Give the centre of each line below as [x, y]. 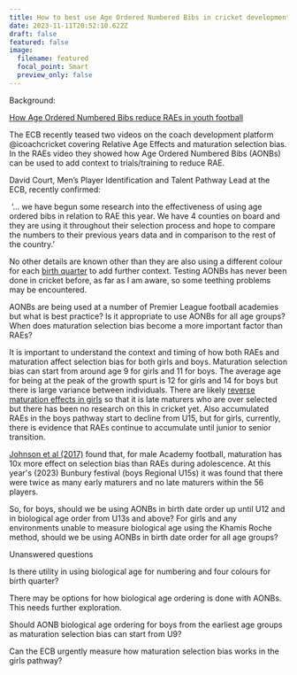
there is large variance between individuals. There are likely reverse [132, 390]
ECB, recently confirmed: [55, 189]
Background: [32, 100]
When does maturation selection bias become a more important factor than [146, 325]
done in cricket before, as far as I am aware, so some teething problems [140, 280]
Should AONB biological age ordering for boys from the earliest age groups [146, 625]
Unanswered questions [51, 554]
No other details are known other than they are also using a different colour [146, 261]
